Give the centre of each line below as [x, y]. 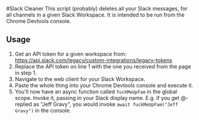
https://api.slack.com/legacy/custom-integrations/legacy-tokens [93, 60]
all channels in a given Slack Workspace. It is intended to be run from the [96, 15]
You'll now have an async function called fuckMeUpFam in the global [96, 92]
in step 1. [26, 73]
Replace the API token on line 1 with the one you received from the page [103, 66]
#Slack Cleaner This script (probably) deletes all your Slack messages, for [97, 9]
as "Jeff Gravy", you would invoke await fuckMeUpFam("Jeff [106, 104]
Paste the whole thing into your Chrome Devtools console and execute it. [104, 85]
